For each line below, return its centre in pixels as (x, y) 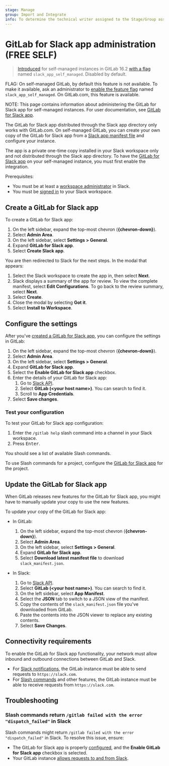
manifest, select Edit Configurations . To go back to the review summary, (88, 286)
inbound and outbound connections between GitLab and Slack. (71, 659)
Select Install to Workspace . (42, 308)
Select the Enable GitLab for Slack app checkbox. (64, 372)
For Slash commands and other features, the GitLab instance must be (84, 679)
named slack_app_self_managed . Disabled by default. (72, 74)
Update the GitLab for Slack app (56, 484)
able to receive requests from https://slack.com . (63, 685)
